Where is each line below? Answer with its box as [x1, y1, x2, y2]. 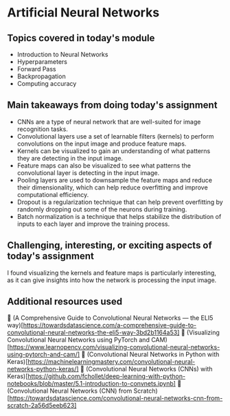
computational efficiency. [16, 190, 89, 198]
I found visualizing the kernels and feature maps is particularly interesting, [7, 268, 216, 277]
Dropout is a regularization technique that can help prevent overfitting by [16, 198, 223, 206]
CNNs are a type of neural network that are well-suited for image [16, 117, 201, 126]
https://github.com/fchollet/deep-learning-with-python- [27, 372, 186, 380]
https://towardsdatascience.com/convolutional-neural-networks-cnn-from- [9, 394, 223, 402]
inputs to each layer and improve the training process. [16, 220, 170, 228]
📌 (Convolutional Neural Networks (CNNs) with [80, 365, 213, 373]
